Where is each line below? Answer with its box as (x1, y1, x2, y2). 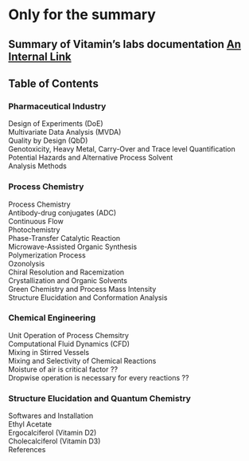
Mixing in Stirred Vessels (8, 347, 90, 357)
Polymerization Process (8, 250, 86, 260)
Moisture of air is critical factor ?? (8, 364, 118, 374)
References (8, 445, 46, 455)
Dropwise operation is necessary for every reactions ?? (8, 372, 189, 382)
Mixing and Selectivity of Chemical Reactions (8, 356, 157, 365)
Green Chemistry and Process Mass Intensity (8, 284, 157, 294)
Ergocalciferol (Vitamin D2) (8, 428, 97, 438)
